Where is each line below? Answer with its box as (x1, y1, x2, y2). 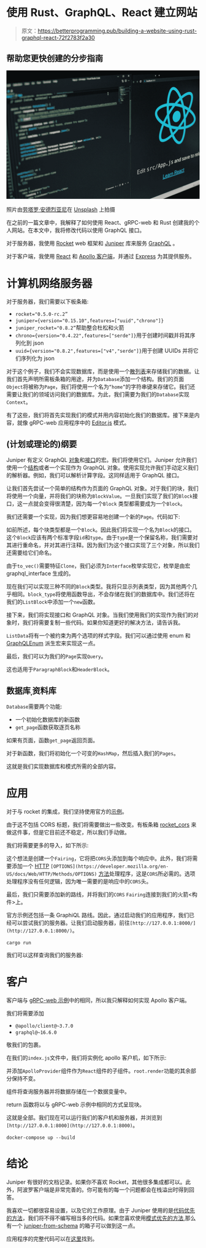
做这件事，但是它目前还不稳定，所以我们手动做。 (6, 828, 130, 836)
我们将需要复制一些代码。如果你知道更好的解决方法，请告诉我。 (22, 619, 184, 626)
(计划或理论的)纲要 (6, 439, 77, 449)
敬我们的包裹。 (6, 1041, 44, 1048)
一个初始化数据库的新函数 (15, 715, 80, 723)
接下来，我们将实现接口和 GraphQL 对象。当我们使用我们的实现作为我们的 (6, 611, 193, 618)
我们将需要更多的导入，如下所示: (6, 841, 89, 849)
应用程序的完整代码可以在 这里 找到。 (6, 1235, 98, 1242)
